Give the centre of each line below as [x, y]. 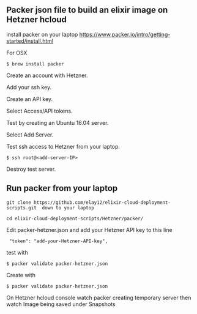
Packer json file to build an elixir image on [87, 10]
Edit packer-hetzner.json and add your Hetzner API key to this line [89, 230]
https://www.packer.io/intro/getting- [125, 34]
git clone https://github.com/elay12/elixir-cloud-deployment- [89, 202]
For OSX [17, 53]
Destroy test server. [31, 169]
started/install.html [30, 41]
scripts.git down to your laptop [50, 207]
